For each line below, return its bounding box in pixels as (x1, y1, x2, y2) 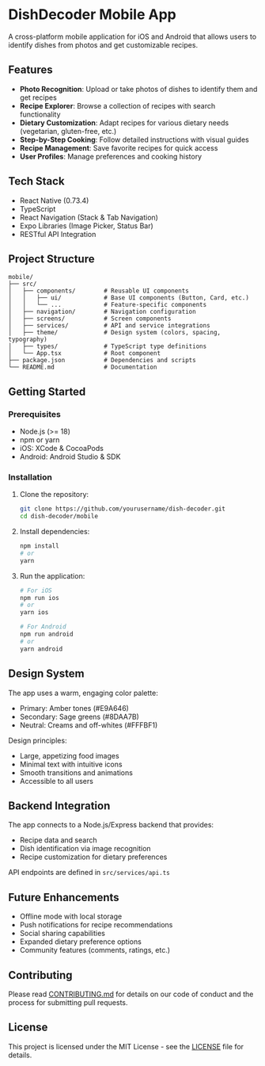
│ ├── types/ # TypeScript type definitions (8, 342, 207, 350)
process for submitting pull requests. (8, 997, 128, 1007)
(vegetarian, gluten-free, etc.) (19, 126, 117, 136)
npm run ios (19, 594, 59, 602)
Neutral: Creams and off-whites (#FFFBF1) (19, 720, 158, 730)
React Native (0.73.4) (19, 196, 89, 205)
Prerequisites (8, 408, 61, 419)
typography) (8, 335, 47, 344)
